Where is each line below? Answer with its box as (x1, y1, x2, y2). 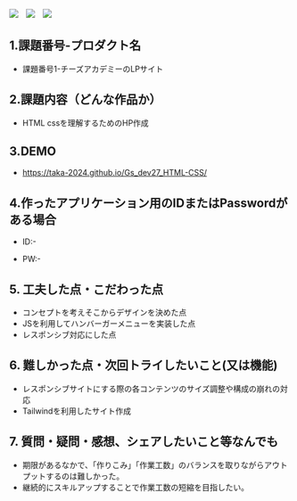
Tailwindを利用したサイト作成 (21, 406, 132, 416)
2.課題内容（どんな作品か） (9, 92, 162, 107)
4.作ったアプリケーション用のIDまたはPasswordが (9, 195, 288, 210)
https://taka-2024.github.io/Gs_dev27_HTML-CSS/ (21, 168, 208, 178)
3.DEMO (9, 144, 56, 160)
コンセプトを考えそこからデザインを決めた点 (21, 308, 187, 318)
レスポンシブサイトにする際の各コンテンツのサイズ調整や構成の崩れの (21, 383, 281, 394)
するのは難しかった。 (45, 471, 125, 481)
